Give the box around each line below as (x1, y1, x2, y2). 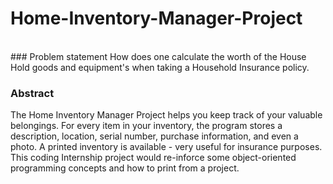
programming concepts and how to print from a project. (10, 162, 240, 174)
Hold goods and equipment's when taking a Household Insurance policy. (10, 61, 310, 73)
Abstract (10, 86, 55, 100)
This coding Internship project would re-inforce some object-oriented (10, 152, 297, 164)
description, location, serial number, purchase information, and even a (10, 130, 299, 142)
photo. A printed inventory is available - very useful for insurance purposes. (10, 141, 323, 153)
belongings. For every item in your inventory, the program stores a (10, 120, 283, 132)
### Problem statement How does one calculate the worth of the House (10, 50, 307, 62)
